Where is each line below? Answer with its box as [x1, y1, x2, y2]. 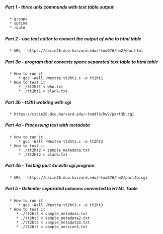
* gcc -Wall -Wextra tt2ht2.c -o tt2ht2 [18, 139, 103, 144]
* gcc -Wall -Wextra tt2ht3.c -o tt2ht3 [18, 202, 103, 208]
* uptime [9, 20, 28, 26]
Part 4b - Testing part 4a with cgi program [5, 162, 95, 169]
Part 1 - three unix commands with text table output [5, 4, 114, 10]
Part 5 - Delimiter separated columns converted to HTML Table [5, 186, 138, 192]
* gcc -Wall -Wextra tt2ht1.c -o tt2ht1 [18, 75, 103, 81]
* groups [9, 16, 28, 21]
